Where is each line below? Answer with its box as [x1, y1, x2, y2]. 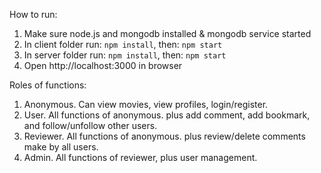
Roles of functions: [9, 79, 87, 91]
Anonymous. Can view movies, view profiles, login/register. [23, 99, 269, 110]
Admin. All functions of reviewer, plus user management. [23, 152, 258, 163]
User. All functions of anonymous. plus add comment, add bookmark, [23, 109, 311, 121]
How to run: [9, 9, 58, 20]
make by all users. [23, 141, 99, 153]
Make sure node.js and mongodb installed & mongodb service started [23, 28, 312, 39]
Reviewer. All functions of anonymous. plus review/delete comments [23, 130, 306, 142]
